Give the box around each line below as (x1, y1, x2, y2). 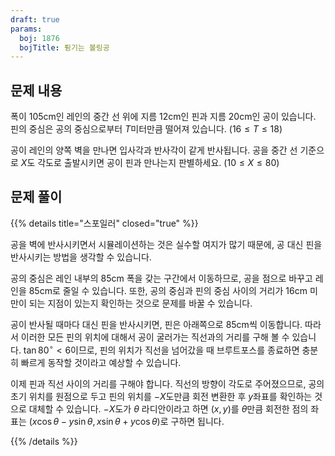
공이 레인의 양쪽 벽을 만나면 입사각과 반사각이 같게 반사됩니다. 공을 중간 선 (10, 144, 298, 156)
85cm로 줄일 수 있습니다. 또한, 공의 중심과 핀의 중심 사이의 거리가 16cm (28, 284, 308, 296)
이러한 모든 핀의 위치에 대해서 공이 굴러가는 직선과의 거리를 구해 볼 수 (20, 331, 290, 343)
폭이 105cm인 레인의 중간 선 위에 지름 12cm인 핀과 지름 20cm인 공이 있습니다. (10, 111, 317, 123)
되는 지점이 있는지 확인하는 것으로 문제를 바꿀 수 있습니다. (28, 297, 253, 309)
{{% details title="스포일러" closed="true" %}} (10, 217, 199, 229)
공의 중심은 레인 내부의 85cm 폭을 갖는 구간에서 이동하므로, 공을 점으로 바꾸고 (10, 272, 313, 284)
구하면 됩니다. (170, 415, 225, 427)
